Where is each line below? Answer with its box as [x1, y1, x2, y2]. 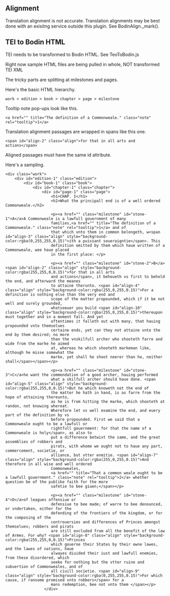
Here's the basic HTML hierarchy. [5, 86, 76, 92]
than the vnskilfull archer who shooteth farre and [50, 336, 163, 342]
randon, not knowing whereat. [5, 403, 70, 408]
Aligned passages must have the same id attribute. [5, 151, 112, 158]
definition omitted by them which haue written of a [50, 243, 165, 248]
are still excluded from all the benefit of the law [50, 528, 165, 533]
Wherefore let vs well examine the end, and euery [50, 408, 160, 413]
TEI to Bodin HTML [5, 38, 65, 46]
